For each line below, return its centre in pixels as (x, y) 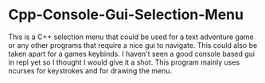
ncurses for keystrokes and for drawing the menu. (90, 70)
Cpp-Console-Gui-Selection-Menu (126, 15)
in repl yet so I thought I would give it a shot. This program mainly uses (124, 62)
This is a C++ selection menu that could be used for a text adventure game (131, 37)
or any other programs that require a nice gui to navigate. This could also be (133, 45)
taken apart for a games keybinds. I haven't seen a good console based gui (132, 53)
